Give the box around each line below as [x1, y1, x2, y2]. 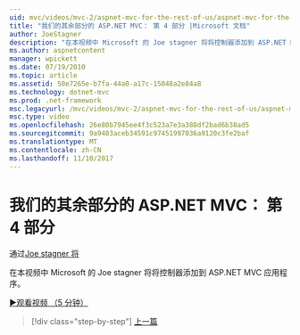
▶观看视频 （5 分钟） [9, 298, 89, 308]
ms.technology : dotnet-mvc [9, 87, 110, 96]
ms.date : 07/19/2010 [9, 63, 87, 72]
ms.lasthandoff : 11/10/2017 [9, 153, 114, 163]
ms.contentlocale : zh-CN [9, 145, 102, 154]
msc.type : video [9, 112, 70, 121]
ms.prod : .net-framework [9, 95, 102, 105]
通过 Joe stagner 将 [9, 249, 79, 259]
